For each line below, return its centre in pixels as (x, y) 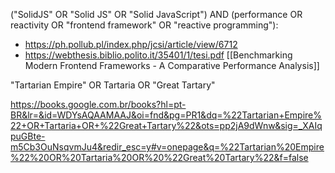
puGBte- (28, 136)
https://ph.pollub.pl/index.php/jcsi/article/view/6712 (131, 44)
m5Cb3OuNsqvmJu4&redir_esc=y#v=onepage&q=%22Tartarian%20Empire (167, 147)
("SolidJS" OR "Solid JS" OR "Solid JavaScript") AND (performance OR (156, 14)
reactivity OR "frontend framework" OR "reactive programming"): (144, 25)
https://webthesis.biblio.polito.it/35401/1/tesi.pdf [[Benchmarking (158, 55)
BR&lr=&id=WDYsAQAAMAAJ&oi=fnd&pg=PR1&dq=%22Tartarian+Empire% (166, 115)
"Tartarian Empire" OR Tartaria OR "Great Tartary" (113, 85)
